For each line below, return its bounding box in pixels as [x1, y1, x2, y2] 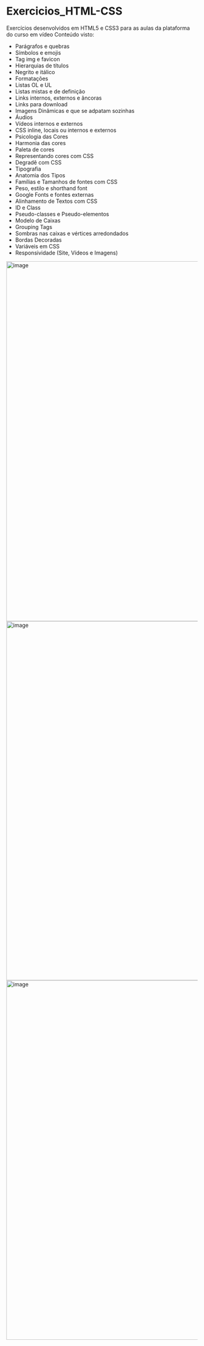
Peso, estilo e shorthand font [15, 184, 87, 192]
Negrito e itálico [15, 68, 55, 75]
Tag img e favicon [15, 55, 61, 63]
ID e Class [15, 203, 41, 211]
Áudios [15, 114, 33, 121]
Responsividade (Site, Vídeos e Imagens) [15, 249, 118, 256]
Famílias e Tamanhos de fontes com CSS [15, 178, 118, 185]
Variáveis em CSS [15, 242, 60, 250]
